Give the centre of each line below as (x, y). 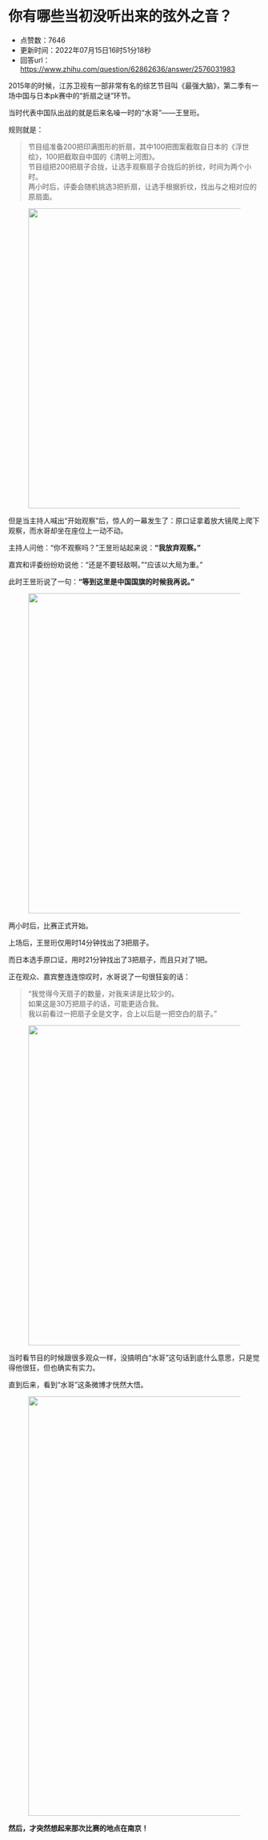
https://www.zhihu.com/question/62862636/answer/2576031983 (128, 69)
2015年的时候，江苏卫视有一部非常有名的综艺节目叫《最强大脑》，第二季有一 (134, 86)
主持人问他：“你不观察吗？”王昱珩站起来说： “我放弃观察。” (105, 547)
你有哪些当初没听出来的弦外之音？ (121, 16)
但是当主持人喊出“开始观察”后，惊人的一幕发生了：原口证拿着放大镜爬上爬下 (134, 520)
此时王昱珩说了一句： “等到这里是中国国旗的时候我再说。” (102, 582)
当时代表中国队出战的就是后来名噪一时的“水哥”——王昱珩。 (106, 112)
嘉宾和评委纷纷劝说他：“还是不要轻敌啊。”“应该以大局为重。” (106, 564)
